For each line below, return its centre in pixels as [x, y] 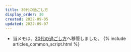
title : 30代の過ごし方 [27, 10]
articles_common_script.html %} [46, 44]
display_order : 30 [24, 14]
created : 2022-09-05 [27, 19]
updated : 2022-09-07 [27, 24]
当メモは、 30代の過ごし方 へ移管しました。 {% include [69, 38]
